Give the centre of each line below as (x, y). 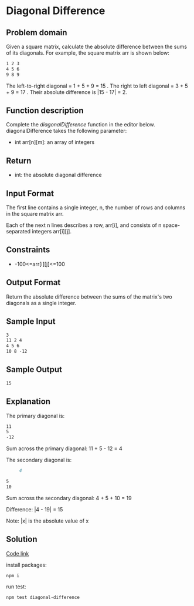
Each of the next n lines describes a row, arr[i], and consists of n (84, 225)
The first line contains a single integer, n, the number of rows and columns (96, 207)
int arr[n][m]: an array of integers (55, 142)
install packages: (26, 565)
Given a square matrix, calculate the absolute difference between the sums (97, 46)
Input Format (30, 193)
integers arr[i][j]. (52, 232)
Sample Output (34, 369)
